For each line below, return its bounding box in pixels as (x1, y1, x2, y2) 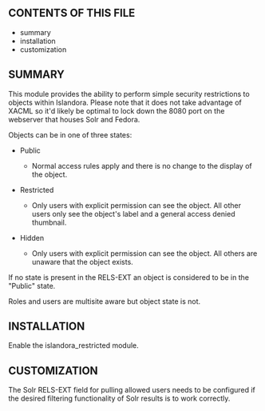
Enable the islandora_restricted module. (8, 341, 140, 350)
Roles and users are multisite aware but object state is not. (8, 296, 201, 306)
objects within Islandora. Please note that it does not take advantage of (8, 98, 242, 107)
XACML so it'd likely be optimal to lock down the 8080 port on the (8, 106, 225, 115)
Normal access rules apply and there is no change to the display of (31, 161, 253, 170)
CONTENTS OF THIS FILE (8, 6, 136, 20)
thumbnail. (31, 217, 67, 227)
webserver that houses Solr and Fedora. (8, 114, 140, 124)
